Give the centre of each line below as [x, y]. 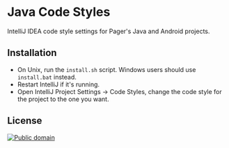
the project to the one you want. [63, 99]
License [25, 121]
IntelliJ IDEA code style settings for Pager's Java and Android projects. [109, 31]
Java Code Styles [59, 12]
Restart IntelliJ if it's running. [58, 84]
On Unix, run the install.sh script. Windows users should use [106, 69]
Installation [32, 53]
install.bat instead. [47, 77]
